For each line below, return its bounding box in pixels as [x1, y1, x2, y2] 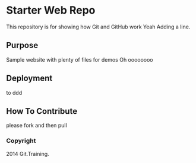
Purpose [6, 40, 39, 50]
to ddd [6, 89, 23, 96]
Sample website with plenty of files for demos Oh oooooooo [6, 56, 153, 63]
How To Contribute [6, 106, 78, 116]
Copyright [6, 137, 36, 145]
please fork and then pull [6, 122, 67, 129]
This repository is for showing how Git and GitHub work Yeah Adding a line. [6, 23, 191, 30]
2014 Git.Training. [6, 150, 49, 157]
